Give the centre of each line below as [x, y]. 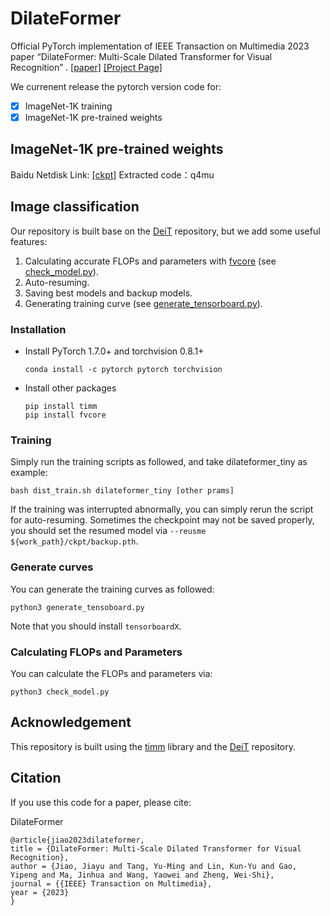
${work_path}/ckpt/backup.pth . [74, 541]
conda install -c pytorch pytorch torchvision [123, 369]
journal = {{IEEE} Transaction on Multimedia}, [111, 883]
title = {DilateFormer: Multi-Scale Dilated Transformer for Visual [156, 848]
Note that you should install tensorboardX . [96, 626]
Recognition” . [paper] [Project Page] [86, 67]
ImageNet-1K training [68, 106]
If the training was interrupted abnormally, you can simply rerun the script [162, 509]
